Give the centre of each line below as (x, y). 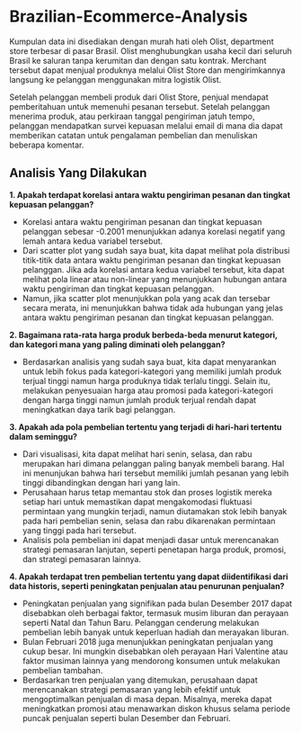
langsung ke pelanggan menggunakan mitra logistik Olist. (115, 79)
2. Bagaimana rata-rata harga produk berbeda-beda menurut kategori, (144, 335)
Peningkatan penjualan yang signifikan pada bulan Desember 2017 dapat (157, 603)
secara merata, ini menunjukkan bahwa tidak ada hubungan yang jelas (153, 308)
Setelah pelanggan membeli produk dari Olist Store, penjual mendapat (139, 97)
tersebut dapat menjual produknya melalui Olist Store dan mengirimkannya (147, 70)
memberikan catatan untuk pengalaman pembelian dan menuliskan (133, 135)
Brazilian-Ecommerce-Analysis (129, 17)
